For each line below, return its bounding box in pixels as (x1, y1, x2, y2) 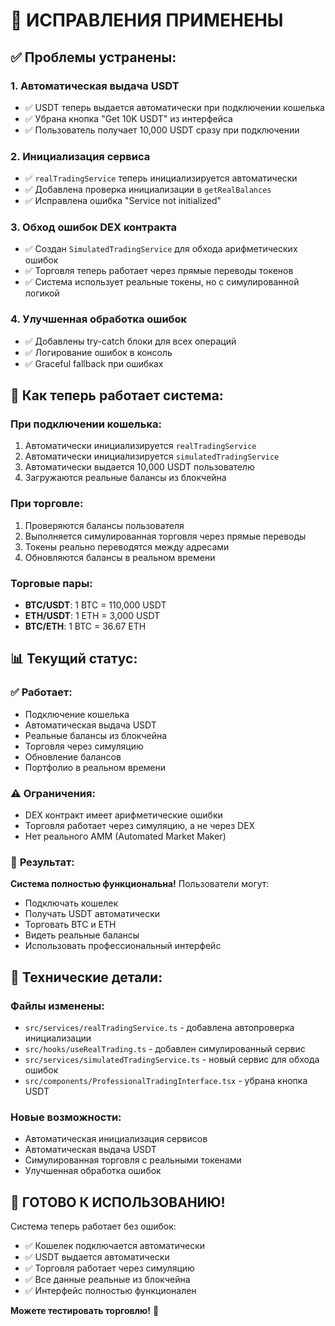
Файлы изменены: (10, 999, 105, 1013)
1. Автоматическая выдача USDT (10, 79, 180, 93)
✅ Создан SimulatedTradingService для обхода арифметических (24, 243, 298, 255)
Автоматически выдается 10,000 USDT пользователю (24, 461, 255, 473)
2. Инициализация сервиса (10, 149, 151, 163)
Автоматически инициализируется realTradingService (24, 440, 257, 452)
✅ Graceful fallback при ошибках (24, 357, 164, 369)
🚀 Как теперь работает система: (10, 387, 224, 404)
